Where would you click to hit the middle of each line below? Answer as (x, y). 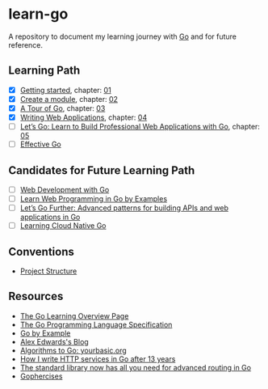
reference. (25, 44)
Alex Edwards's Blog (54, 341)
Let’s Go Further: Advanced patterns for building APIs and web (124, 208)
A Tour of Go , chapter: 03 (63, 108)
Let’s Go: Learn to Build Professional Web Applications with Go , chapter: (140, 127)
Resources (36, 296)
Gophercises (41, 376)
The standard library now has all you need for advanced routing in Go (136, 367)
